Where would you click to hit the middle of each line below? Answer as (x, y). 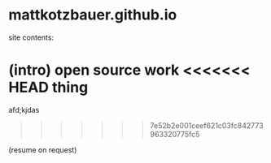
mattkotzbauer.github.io (93, 15)
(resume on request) (43, 150)
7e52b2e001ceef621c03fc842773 (207, 125)
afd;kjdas (24, 109)
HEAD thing (48, 88)
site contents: (31, 37)
